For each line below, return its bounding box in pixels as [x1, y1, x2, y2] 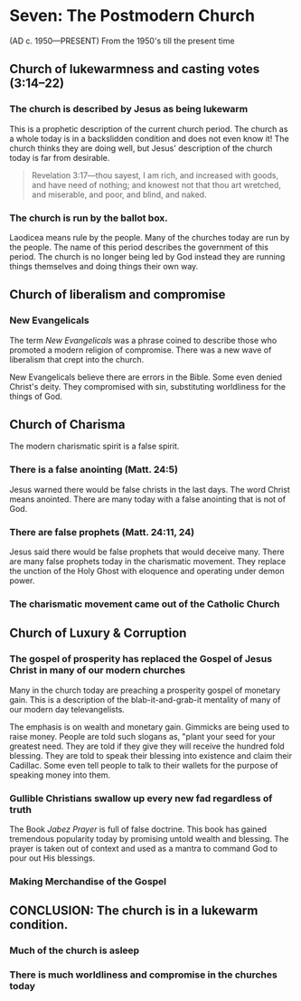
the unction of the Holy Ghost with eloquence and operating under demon [9, 566, 285, 577]
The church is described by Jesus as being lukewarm [9, 103, 249, 116]
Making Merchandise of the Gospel [9, 874, 167, 887]
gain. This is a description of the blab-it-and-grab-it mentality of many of [9, 694, 281, 705]
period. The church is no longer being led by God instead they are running [9, 250, 286, 262]
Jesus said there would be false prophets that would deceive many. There [9, 546, 285, 557]
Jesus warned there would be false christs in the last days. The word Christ [9, 484, 291, 495]
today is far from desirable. [9, 152, 110, 163]
